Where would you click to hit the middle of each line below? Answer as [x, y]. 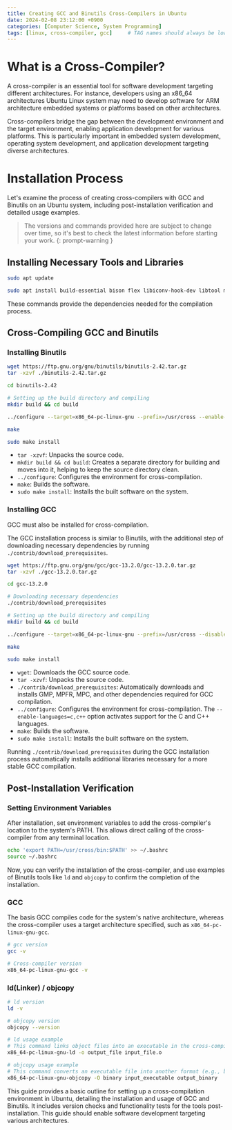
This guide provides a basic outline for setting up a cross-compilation [106, 1091]
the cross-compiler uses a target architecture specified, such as [98, 925]
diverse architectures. [38, 151]
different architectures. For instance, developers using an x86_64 [100, 93]
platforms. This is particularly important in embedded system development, [114, 136]
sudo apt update [30, 278]
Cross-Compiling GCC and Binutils [83, 333]
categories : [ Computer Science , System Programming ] [85, 26]
